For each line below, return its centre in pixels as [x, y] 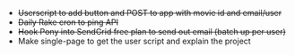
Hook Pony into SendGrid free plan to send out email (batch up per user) [152, 31]
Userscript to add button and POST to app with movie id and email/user [150, 13]
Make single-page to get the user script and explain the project [134, 41]
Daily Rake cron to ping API [68, 22]
